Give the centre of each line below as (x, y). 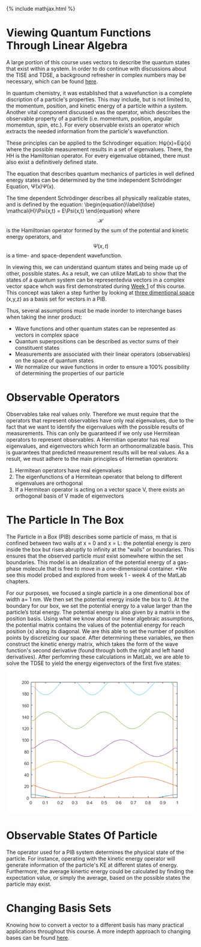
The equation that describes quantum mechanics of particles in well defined (100, 173)
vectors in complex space (47, 335)
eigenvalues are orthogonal (49, 483)
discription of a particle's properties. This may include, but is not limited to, (99, 99)
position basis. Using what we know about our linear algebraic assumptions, (100, 618)
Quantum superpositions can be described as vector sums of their (97, 341)
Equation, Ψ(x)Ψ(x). (31, 186)
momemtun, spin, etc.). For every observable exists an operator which (93, 125)
